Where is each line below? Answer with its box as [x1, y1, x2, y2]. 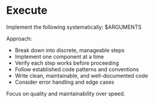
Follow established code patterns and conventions [14, 65, 139, 72]
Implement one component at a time [14, 53, 104, 60]
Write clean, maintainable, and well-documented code [14, 72, 148, 79]
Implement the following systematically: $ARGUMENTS [6, 23, 142, 31]
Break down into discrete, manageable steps [14, 46, 125, 54]
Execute [6, 4, 48, 17]
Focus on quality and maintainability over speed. [6, 90, 125, 97]
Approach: [6, 35, 32, 42]
